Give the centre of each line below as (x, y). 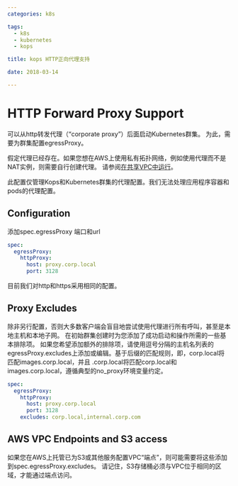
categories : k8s (31, 14)
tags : (15, 27)
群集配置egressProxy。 (53, 143)
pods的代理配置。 (33, 190)
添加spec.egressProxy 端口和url (54, 231)
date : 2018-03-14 (33, 72)
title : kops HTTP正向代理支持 (49, 60)
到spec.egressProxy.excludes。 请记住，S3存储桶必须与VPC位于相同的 (112, 466)
